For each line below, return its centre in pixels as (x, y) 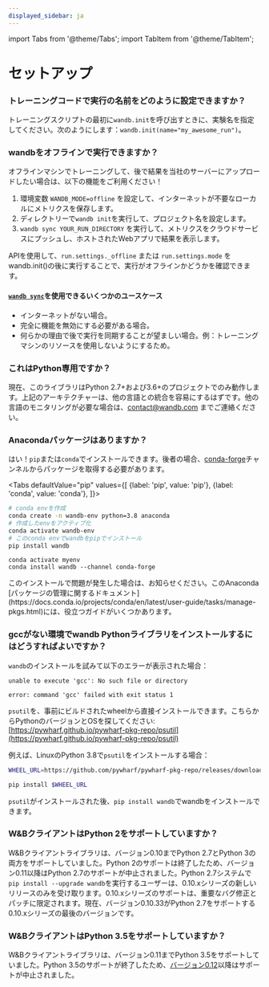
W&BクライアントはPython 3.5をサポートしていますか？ (117, 936)
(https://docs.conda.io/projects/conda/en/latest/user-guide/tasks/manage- (132, 602)
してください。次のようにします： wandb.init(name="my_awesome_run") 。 (127, 130)
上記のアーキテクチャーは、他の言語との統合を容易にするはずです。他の (140, 397)
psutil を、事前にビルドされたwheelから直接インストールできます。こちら (130, 711)
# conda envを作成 (37, 508)
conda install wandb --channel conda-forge (82, 567)
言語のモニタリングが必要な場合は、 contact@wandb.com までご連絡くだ (129, 407)
